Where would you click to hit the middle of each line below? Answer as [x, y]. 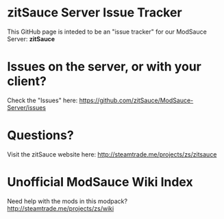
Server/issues [27, 107]
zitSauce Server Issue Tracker [95, 13]
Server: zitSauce [31, 38]
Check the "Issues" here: [42, 100]
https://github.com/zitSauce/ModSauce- [136, 100]
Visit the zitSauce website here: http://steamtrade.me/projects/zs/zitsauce [112, 154]
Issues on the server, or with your [104, 67]
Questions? [40, 136]
